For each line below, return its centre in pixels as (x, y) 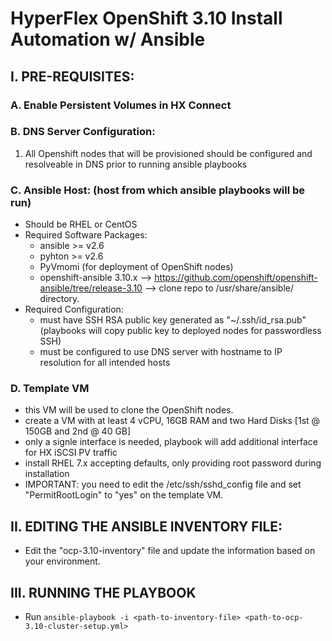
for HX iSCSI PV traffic (71, 453)
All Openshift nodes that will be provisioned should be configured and (168, 153)
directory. (59, 299)
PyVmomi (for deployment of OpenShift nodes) (136, 267)
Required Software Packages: (86, 235)
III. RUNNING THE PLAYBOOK (103, 592)
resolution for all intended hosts (105, 363)
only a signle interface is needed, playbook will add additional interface (171, 442)
